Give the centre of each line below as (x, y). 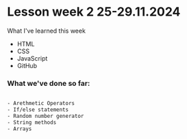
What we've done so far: (49, 83)
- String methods (32, 122)
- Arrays (20, 129)
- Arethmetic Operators (41, 104)
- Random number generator (46, 116)
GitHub (27, 65)
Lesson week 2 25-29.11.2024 (94, 12)
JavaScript (32, 58)
